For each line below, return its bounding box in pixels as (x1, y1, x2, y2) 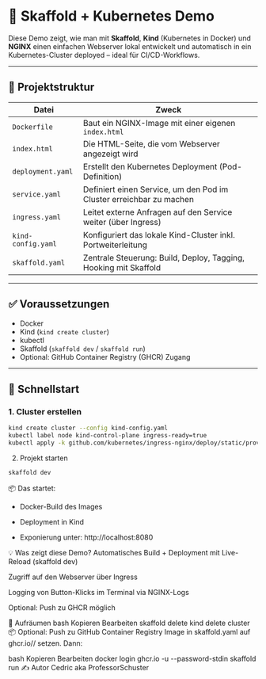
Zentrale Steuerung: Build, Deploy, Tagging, (82, 252, 245, 263)
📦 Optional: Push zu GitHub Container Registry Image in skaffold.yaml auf (8, 627, 251, 636)
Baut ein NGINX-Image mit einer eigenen (82, 117, 236, 128)
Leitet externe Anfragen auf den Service (82, 206, 233, 217)
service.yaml (12, 189, 62, 199)
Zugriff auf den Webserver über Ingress (8, 572, 139, 582)
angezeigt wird (82, 148, 139, 159)
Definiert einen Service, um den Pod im (82, 184, 229, 195)
